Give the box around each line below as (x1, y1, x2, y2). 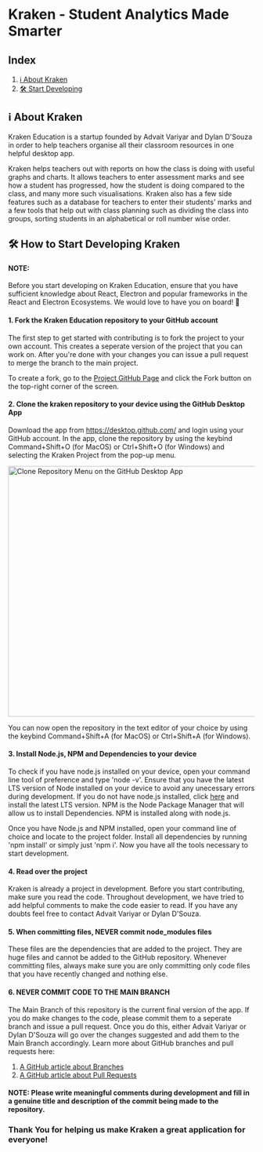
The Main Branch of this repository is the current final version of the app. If (8, 1004, 250, 1014)
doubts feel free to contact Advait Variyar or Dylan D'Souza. (8, 909, 201, 919)
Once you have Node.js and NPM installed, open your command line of (8, 824, 237, 833)
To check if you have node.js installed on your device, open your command (8, 767, 250, 776)
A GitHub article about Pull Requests (19, 1070, 137, 1080)
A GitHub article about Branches (19, 1062, 124, 1071)
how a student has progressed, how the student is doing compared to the (8, 180, 245, 190)
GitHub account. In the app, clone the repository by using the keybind (8, 433, 232, 443)
